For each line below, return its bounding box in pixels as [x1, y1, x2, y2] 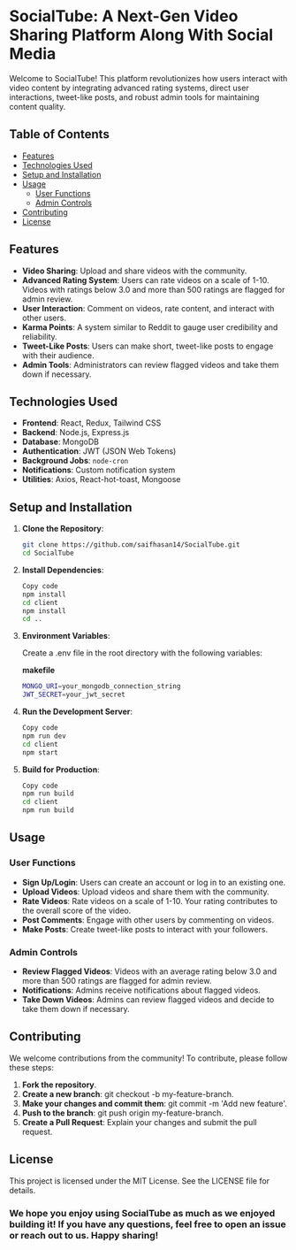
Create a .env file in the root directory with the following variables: [21, 648, 263, 658]
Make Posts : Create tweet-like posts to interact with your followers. [21, 924, 269, 934]
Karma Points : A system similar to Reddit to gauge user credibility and [21, 321, 278, 333]
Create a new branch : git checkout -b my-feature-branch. [21, 1088, 234, 1099]
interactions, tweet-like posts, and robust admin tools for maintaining [9, 91, 260, 103]
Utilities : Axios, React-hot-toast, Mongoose [21, 474, 181, 485]
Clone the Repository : [21, 524, 104, 534]
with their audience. [21, 349, 95, 360]
